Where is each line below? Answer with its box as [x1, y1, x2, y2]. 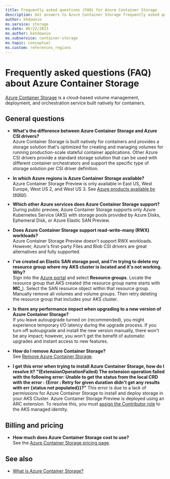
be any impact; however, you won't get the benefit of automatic [12, 333, 145, 339]
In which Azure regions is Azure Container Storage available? [12, 175, 145, 181]
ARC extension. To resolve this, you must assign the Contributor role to [12, 401, 161, 407]
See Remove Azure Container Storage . [12, 353, 94, 360]
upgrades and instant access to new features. [12, 338, 108, 344]
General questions [5, 114, 65, 123]
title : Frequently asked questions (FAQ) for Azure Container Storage [5, 7, 157, 13]
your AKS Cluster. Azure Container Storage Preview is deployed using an [12, 395, 164, 402]
